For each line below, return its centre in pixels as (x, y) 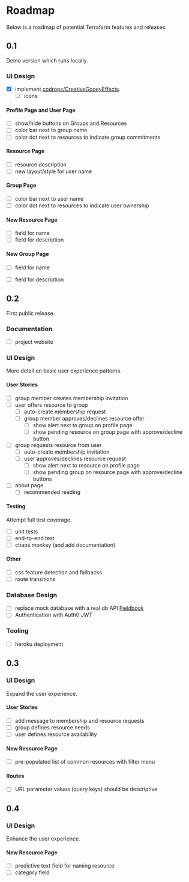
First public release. (31, 313)
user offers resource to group (51, 405)
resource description (41, 164)
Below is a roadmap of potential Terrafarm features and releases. (86, 27)
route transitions (35, 579)
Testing (16, 506)
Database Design (32, 595)
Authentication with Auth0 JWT (54, 615)
